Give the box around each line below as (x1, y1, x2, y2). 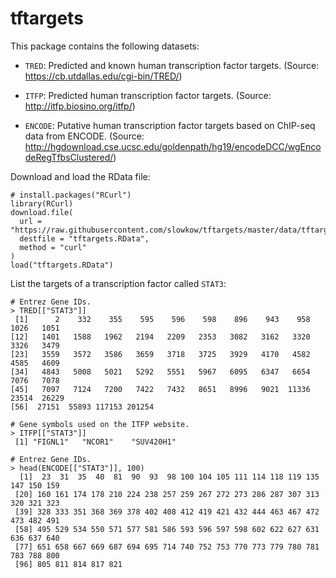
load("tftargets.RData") (10, 260, 114, 270)
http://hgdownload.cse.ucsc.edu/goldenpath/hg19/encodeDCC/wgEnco (24, 140, 322, 152)
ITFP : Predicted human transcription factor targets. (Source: (24, 89, 272, 101)
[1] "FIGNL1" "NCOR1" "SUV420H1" (14, 437, 177, 447)
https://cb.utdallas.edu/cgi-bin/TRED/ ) (24, 70, 183, 82)
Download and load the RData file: (10, 170, 151, 182)
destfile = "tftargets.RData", (19, 233, 150, 244)
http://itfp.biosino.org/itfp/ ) (24, 100, 136, 112)
